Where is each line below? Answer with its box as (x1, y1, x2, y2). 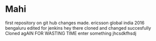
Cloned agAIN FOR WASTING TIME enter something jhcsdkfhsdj (5, 30, 137, 36)
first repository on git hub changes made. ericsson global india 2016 (5, 20, 145, 26)
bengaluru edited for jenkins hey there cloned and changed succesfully (5, 25, 152, 31)
